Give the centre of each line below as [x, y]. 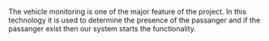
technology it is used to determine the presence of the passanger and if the [134, 20]
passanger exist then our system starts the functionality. [102, 29]
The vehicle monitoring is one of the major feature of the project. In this [128, 12]
